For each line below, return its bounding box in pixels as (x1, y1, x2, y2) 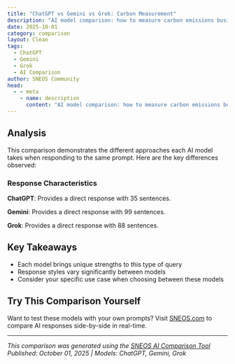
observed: (7, 160, 37, 169)
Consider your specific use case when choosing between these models (17, 274, 224, 283)
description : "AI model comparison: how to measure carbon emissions (7, 17, 215, 24)
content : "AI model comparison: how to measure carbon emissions (25, 101, 220, 108)
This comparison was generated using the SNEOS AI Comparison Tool (7, 341, 211, 350)
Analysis (7, 127, 47, 139)
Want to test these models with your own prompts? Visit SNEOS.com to (7, 314, 212, 322)
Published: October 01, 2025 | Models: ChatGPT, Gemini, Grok (7, 349, 187, 357)
